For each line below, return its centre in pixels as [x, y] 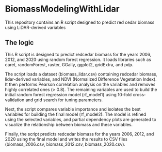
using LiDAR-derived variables [35, 27]
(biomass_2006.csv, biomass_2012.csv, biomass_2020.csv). [65, 144]
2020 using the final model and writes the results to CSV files [66, 139]
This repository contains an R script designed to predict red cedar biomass [80, 22]
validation [15, 100]
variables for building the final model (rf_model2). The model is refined [76, 114]
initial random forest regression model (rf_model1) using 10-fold [68, 94]
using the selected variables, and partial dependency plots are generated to [81, 119]
